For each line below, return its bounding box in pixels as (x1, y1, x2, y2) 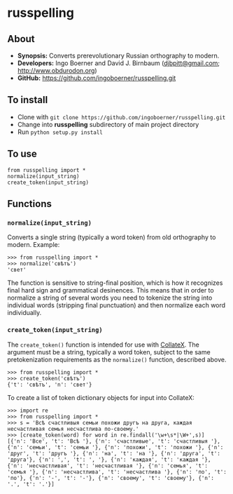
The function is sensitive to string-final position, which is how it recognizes (7, 279, 223, 287)
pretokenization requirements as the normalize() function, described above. (7, 355, 227, 363)
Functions (7, 198, 52, 210)
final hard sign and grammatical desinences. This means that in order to (7, 286, 215, 295)
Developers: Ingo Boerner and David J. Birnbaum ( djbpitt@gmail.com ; (17, 59, 220, 67)
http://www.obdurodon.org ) (17, 67, 97, 74)
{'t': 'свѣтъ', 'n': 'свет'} (7, 381, 92, 388)
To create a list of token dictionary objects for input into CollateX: (7, 393, 195, 401)
